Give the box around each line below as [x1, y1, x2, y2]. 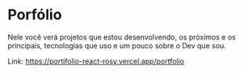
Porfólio [7, 6, 62, 24]
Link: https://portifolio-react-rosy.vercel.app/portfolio [7, 56, 185, 66]
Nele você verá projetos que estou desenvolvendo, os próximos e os [7, 32, 236, 42]
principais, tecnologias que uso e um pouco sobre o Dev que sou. [7, 40, 227, 50]
